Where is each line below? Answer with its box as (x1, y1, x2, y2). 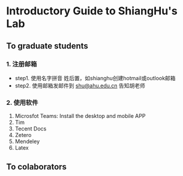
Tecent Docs (14, 125, 47, 132)
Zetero (14, 132, 32, 139)
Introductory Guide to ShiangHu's (6, 4, 178, 18)
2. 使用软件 (6, 98, 38, 107)
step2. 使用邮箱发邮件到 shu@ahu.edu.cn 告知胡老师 (14, 82, 145, 89)
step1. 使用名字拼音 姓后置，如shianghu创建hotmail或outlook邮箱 (14, 74, 176, 81)
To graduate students (6, 41, 89, 51)
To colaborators (6, 162, 67, 172)
